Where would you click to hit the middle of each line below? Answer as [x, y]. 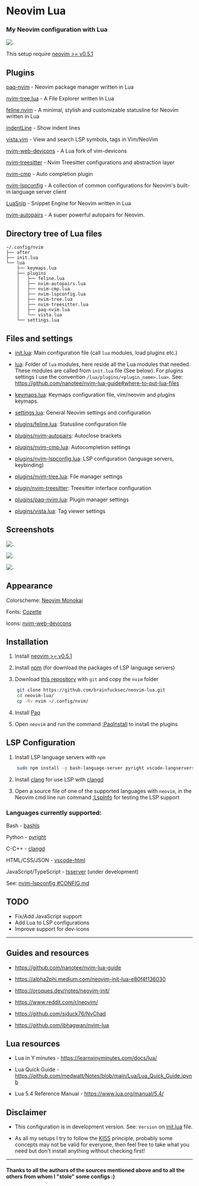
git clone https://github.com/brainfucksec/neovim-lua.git [91, 690]
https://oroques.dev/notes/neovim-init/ [62, 990]
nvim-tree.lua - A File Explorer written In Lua [60, 99]
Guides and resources [48, 953]
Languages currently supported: [54, 812]
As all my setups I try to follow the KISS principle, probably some [94, 1138]
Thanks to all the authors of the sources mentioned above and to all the [95, 1170]
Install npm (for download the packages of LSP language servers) [95, 668]
